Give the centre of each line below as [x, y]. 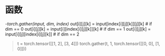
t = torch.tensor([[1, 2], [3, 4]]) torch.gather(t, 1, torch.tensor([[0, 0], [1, [88, 43]
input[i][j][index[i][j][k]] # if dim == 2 [42, 34]
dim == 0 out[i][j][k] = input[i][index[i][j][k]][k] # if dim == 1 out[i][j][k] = [78, 29]
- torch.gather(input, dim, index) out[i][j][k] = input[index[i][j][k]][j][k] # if [79, 24]
